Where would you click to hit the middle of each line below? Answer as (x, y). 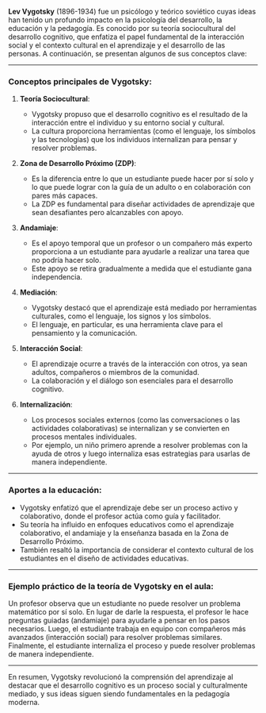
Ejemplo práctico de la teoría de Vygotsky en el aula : (111, 586)
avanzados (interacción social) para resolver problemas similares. (116, 637)
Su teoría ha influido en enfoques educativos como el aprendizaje (127, 524)
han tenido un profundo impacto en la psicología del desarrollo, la (115, 20)
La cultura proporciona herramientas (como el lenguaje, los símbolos (143, 131)
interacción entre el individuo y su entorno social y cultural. (128, 123)
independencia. (57, 277)
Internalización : (46, 405)
